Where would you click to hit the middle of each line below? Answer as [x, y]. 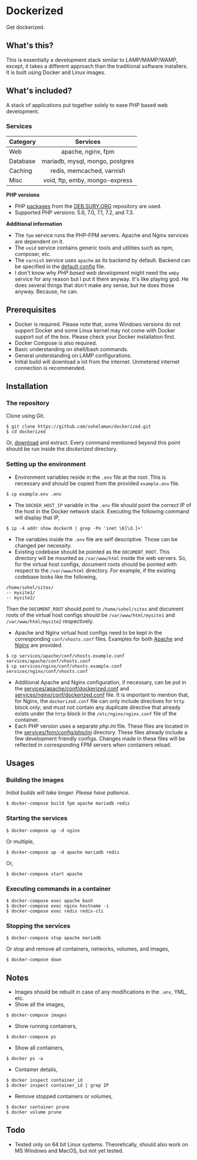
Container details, [36, 1069]
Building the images [35, 779]
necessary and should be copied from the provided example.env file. [97, 483]
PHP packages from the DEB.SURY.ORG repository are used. [88, 206]
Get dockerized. [26, 27]
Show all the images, [40, 1005]
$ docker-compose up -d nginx [43, 831]
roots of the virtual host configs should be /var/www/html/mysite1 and [91, 615]
